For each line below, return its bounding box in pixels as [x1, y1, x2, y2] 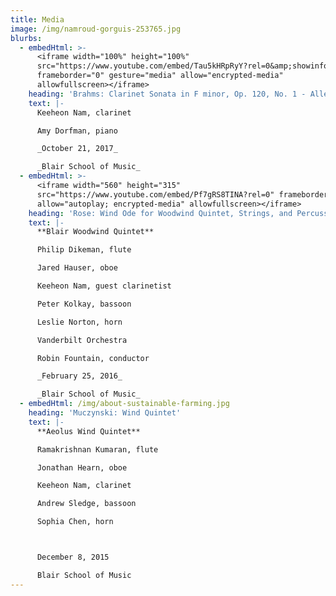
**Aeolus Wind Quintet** [36, 426, 141, 436]
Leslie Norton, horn [36, 317, 123, 327]
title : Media [10, 14, 65, 25]
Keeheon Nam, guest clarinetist [36, 281, 172, 291]
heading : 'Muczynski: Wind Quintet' [28, 408, 182, 418]
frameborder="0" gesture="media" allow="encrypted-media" [36, 71, 284, 81]
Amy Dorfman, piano [36, 126, 118, 136]
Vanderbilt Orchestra [36, 335, 128, 345]
